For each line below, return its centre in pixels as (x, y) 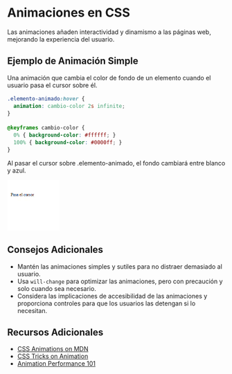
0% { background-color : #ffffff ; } (65, 135)
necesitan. (32, 310)
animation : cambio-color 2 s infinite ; (70, 106)
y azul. (17, 170)
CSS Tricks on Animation (53, 356)
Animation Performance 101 (56, 364)
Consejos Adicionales (55, 250)
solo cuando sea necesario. (57, 288)
